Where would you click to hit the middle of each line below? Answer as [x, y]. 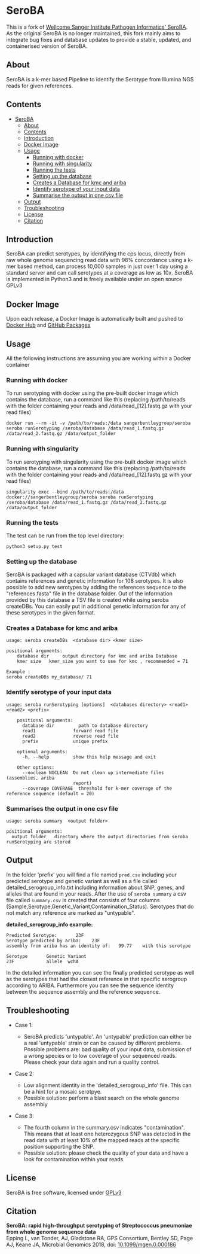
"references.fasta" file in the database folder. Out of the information [90, 593]
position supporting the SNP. [59, 1146]
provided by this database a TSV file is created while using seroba [87, 600]
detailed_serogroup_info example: [50, 924]
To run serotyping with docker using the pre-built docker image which [92, 393]
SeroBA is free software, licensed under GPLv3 [64, 1192]
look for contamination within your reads [73, 1159]
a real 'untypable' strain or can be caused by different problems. [103, 1043]
